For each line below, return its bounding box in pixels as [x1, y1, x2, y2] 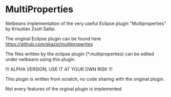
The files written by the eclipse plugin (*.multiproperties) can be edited [5, 51, 155, 57]
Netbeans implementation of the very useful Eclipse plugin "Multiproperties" [5, 20, 166, 26]
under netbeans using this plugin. [5, 56, 76, 62]
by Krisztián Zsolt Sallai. [5, 25, 56, 31]
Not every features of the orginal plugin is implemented [5, 85, 122, 92]
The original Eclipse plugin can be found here [5, 36, 101, 42]
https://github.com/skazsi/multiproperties [5, 41, 93, 47]
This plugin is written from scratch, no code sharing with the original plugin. [5, 76, 165, 82]
